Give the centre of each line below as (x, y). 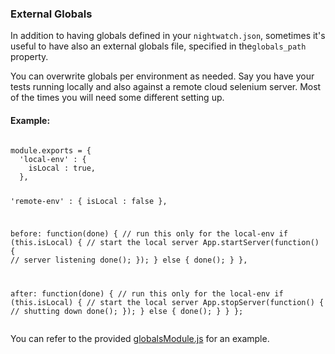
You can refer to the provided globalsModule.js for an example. (140, 339)
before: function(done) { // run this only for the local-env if (149, 234)
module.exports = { (51, 150)
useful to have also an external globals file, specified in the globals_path (158, 46)
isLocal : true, (62, 168)
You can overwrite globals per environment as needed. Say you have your (162, 76)
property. (29, 57)
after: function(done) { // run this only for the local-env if (147, 294)
